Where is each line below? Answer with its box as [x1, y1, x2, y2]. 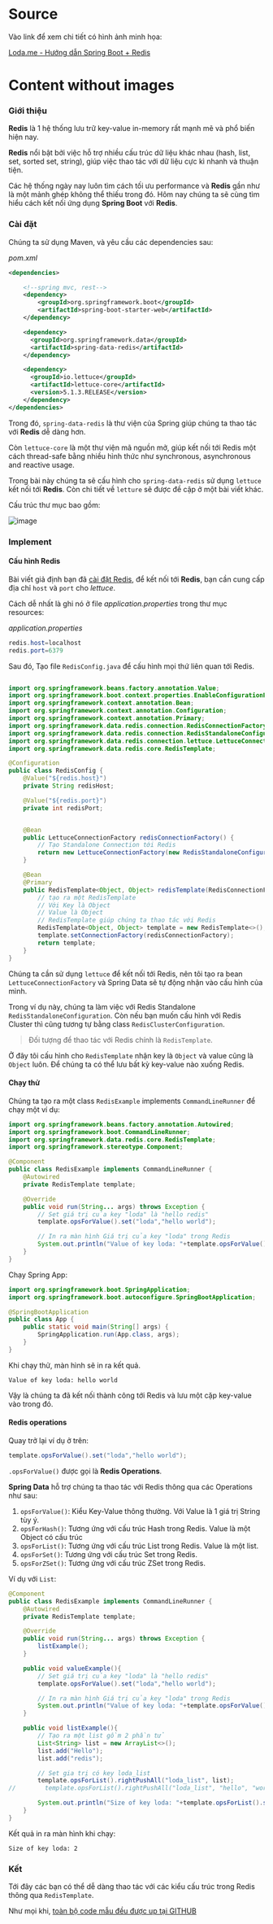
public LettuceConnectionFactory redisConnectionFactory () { [23, 833, 234, 842]
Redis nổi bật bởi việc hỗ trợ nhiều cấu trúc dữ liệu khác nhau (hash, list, [8, 148, 250, 158]
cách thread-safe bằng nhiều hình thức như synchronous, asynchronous [8, 451, 251, 460]
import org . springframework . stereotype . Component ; [8, 1143, 184, 1151]
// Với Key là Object [37, 901, 111, 910]
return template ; [37, 939, 96, 947]
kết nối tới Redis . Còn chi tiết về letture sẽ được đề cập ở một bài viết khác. [8, 484, 264, 494]
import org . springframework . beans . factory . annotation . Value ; [8, 684, 220, 692]
